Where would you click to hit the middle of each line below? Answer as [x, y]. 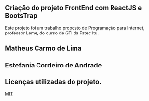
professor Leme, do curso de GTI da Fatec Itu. [52, 33]
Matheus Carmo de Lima [43, 49]
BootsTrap [21, 16]
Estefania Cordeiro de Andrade [54, 65]
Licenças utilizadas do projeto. [54, 82]
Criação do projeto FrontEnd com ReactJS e [74, 8]
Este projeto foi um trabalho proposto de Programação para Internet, [75, 28]
